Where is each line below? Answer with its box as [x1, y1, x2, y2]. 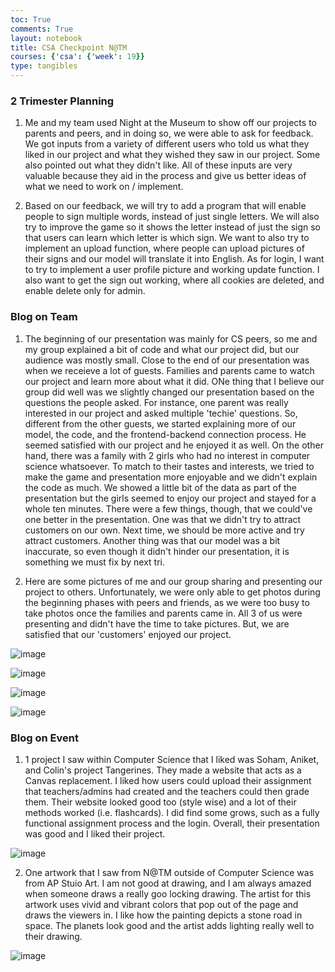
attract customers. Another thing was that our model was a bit [24, 534, 281, 546]
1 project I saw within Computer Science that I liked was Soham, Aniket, [24, 753, 320, 765]
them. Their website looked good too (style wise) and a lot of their [24, 796, 297, 808]
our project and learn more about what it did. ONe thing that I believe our [24, 375, 325, 387]
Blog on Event [10, 731, 79, 745]
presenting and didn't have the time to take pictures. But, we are [24, 617, 290, 630]
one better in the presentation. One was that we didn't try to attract [24, 513, 302, 525]
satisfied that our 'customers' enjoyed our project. [24, 628, 232, 640]
